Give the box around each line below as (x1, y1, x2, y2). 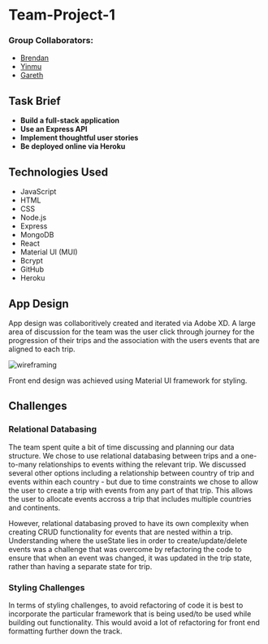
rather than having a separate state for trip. (8, 561, 153, 571)
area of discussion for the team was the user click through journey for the (8, 327, 255, 337)
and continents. (8, 503, 61, 512)
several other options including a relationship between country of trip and (8, 468, 254, 477)
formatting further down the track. (8, 626, 123, 636)
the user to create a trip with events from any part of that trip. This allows (8, 485, 253, 495)
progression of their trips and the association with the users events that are (8, 335, 260, 345)
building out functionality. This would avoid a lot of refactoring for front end (8, 617, 260, 627)
